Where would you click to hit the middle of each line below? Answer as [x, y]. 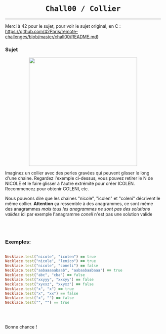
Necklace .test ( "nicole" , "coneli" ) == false [52, 266]
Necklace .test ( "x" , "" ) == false [40, 298]
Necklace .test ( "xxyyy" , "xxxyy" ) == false [49, 279]
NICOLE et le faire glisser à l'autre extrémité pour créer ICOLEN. [70, 184]
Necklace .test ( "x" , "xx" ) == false [42, 293]
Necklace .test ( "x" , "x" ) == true [40, 289]
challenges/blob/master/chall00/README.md [51, 37]
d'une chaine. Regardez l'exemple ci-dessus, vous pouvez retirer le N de [79, 178]
